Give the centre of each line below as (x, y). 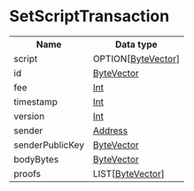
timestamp (36, 102)
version (29, 116)
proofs (27, 173)
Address (110, 130)
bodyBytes (36, 159)
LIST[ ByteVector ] (129, 173)
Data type (136, 44)
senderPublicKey (49, 145)
